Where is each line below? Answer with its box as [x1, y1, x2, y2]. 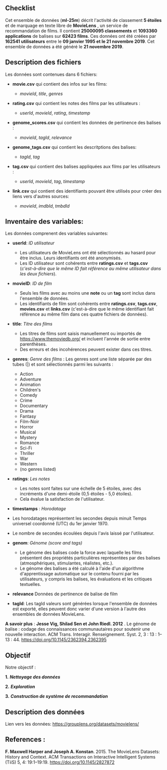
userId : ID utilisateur [12, 240, 55, 246]
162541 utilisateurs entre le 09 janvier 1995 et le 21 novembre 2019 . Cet [5, 38, 155, 44]
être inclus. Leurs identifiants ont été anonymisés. [19, 255, 122, 261]
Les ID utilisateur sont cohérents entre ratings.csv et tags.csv [19, 260, 148, 266]
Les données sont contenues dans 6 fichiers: [5, 71, 98, 77]
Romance [19, 440, 40, 446]
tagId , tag [19, 154, 40, 160]
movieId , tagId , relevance [19, 134, 72, 140]
